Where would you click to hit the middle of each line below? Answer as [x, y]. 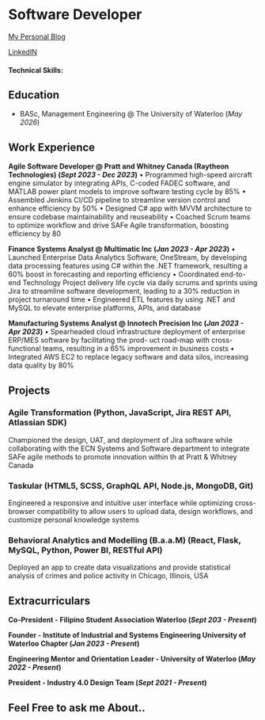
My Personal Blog [37, 36]
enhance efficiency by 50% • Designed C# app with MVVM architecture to [130, 208]
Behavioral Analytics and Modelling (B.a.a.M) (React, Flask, [125, 540]
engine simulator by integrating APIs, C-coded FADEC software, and [119, 183]
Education [34, 95]
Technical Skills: [36, 70]
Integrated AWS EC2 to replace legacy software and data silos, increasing [129, 357]
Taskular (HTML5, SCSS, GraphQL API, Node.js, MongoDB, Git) [131, 486]
